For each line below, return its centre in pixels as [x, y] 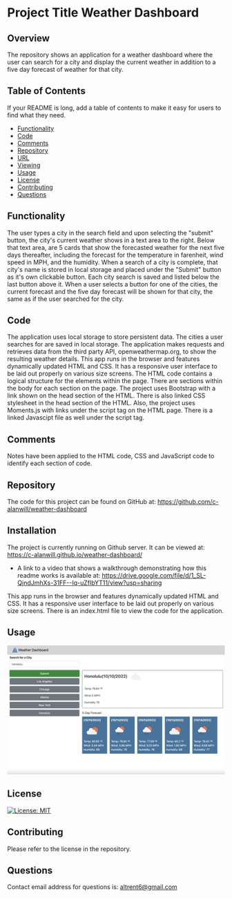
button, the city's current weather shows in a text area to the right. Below [111, 240]
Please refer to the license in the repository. [69, 849]
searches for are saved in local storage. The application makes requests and [116, 344]
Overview [29, 38]
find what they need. [37, 115]
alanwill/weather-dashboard [47, 509]
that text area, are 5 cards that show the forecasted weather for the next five [116, 247]
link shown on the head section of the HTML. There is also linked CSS [106, 396]
